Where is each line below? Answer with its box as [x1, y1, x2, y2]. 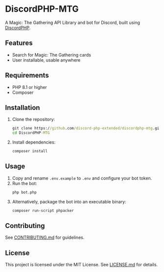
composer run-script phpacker [12, 208, 74, 213]
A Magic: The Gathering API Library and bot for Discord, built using [5, 20, 141, 25]
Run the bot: [12, 180, 37, 186]
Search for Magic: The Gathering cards [12, 52, 92, 58]
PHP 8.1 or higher [12, 84, 47, 90]
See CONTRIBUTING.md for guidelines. [5, 234, 85, 240]
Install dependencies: [12, 139, 56, 145]
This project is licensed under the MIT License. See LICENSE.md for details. [5, 262, 158, 268]
